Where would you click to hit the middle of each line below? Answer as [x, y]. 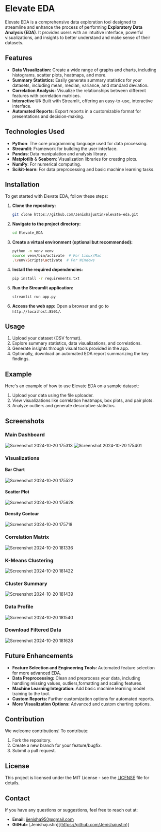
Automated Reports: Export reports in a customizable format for [77, 111]
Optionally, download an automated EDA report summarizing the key [80, 354]
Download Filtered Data [33, 630]
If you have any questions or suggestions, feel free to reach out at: [72, 810]
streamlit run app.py [34, 297]
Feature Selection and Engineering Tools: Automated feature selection [83, 667]
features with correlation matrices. [46, 95]
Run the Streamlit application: [43, 287]
